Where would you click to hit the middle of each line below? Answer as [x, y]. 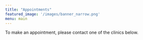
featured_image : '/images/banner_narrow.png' [53, 14]
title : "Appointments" [28, 10]
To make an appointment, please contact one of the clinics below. [72, 33]
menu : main [16, 19]
